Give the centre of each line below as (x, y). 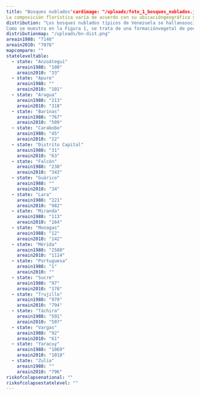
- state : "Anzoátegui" (40, 61)
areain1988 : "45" (38, 134)
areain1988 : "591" (40, 316)
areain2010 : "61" (38, 338)
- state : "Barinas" (36, 111)
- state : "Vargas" (35, 327)
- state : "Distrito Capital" (48, 144)
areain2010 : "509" (40, 123)
